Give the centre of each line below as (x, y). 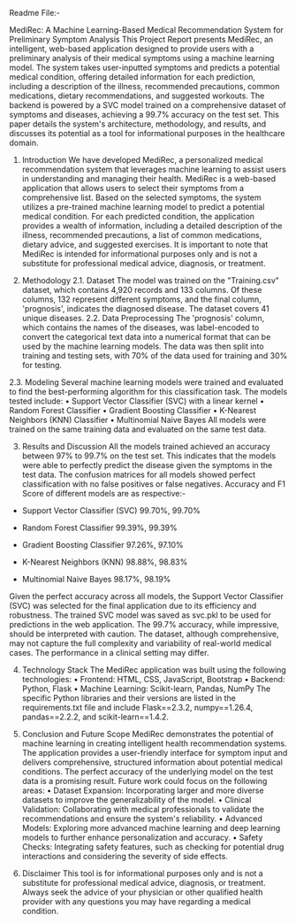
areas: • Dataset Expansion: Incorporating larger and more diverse (143, 790)
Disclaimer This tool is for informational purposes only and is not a (142, 873)
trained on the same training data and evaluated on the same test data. (138, 429)
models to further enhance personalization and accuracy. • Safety (142, 837)
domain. (24, 142)
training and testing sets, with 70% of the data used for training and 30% (155, 356)
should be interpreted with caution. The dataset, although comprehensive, (144, 634)
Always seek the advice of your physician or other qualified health (142, 892)
